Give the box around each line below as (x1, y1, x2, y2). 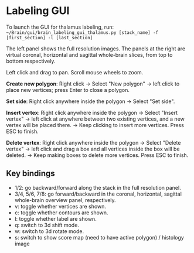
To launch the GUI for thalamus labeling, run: (6, 23, 114, 30)
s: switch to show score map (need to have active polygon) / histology (14, 234, 185, 241)
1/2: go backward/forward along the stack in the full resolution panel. (14, 184, 181, 191)
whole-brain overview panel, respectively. (14, 196, 116, 203)
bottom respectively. (6, 57, 56, 64)
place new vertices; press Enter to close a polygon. (6, 86, 130, 93)
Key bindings (6, 169, 56, 179)
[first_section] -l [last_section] (6, 35, 93, 40)
